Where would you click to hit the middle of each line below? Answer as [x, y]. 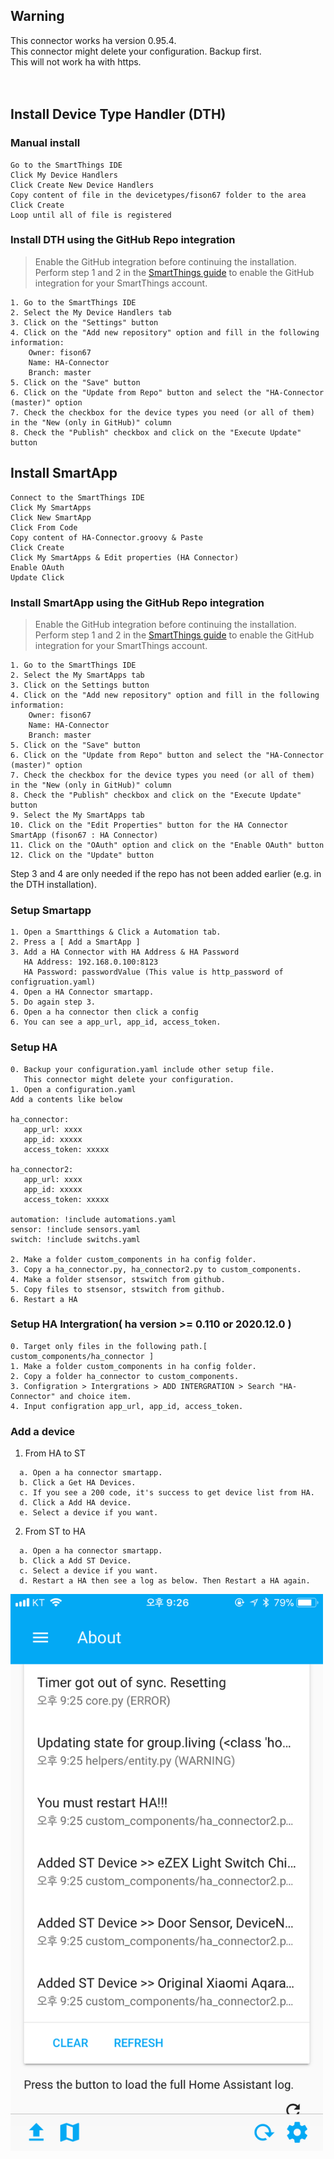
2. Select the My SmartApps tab [77, 675]
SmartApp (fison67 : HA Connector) [84, 835]
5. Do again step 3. [53, 1002]
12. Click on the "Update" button [82, 855]
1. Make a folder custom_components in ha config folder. [133, 1366]
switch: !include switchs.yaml [75, 1239]
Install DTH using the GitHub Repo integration [123, 240]
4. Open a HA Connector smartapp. [82, 992]
